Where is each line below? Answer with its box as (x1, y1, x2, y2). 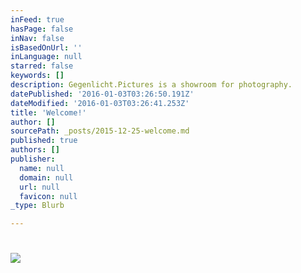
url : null (19, 182, 60, 192)
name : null (19, 163, 65, 173)
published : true (10, 136, 78, 146)
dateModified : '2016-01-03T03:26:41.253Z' (10, 98, 190, 108)
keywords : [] (10, 71, 65, 81)
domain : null (19, 172, 74, 183)
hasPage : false (10, 24, 74, 34)
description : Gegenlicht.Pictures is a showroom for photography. (10, 80, 293, 90)
